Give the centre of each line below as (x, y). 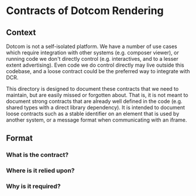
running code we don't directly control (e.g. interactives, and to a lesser (92, 59)
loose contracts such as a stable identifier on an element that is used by (93, 114)
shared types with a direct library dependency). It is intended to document (96, 107)
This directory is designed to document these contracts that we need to (92, 89)
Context (21, 32)
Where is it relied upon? (40, 171)
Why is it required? (33, 187)
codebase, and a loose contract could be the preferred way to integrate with (98, 71)
